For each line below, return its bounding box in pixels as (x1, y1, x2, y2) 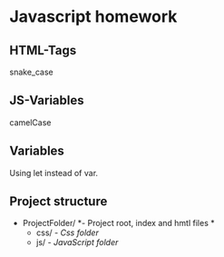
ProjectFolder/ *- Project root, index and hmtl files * (22, 218, 215, 229)
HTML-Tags (9, 43, 77, 58)
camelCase (9, 116, 52, 128)
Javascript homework (9, 6, 178, 27)
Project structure (9, 193, 108, 210)
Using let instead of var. (9, 167, 98, 178)
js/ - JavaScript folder (35, 237, 119, 248)
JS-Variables (9, 93, 84, 108)
